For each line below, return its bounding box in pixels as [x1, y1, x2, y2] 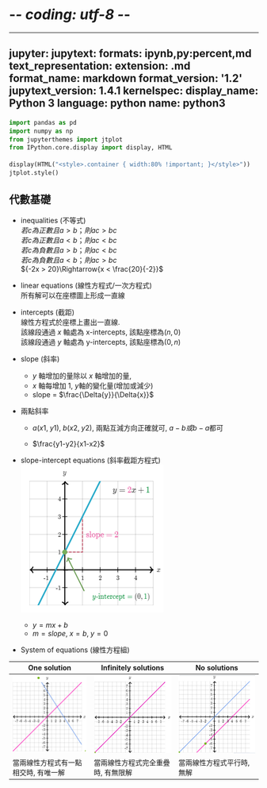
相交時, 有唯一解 [12, 768, 66, 778]
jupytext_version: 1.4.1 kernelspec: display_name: [9, 84, 259, 98]
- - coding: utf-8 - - [9, 6, 131, 24]
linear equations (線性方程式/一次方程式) [20, 280, 153, 290]
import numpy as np [9, 127, 74, 135]
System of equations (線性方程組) [20, 645, 130, 655]
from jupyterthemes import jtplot [9, 135, 124, 144]
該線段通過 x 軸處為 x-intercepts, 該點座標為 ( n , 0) [20, 327, 181, 337]
